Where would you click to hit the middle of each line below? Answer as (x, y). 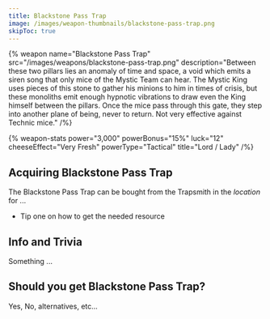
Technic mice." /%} (40, 123)
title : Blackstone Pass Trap (57, 16)
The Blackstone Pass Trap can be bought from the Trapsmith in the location (135, 192)
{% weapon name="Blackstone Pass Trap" (80, 54)
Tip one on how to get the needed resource (93, 216)
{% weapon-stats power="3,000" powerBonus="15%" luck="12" (116, 138)
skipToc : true (32, 31)
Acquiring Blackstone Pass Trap (91, 172)
